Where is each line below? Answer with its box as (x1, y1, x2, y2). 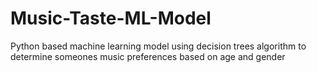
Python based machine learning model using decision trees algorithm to (10, 40, 307, 52)
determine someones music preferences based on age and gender (10, 50, 286, 62)
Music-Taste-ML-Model (10, 7, 212, 30)
